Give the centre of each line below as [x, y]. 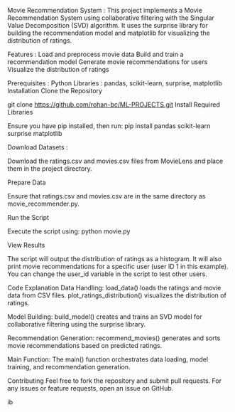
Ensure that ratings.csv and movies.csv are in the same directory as [106, 196]
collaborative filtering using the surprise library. [77, 324]
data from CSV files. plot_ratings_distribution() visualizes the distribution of [117, 295]
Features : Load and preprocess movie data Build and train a [95, 54]
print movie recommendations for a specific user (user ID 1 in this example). [118, 266]
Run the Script [28, 217]
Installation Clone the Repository [55, 91]
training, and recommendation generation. [69, 367]
